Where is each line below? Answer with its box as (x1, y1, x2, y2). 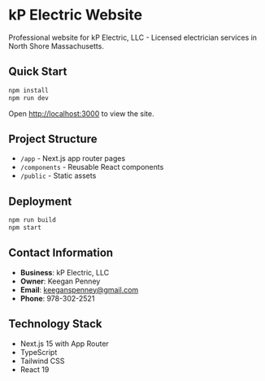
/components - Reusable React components (20, 162, 164, 172)
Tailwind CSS (20, 356, 65, 366)
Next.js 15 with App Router (20, 339, 110, 349)
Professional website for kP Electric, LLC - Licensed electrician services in (8, 32, 258, 42)
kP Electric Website (8, 6, 143, 24)
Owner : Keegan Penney (20, 276, 101, 286)
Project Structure (8, 132, 98, 145)
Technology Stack (8, 317, 102, 331)
